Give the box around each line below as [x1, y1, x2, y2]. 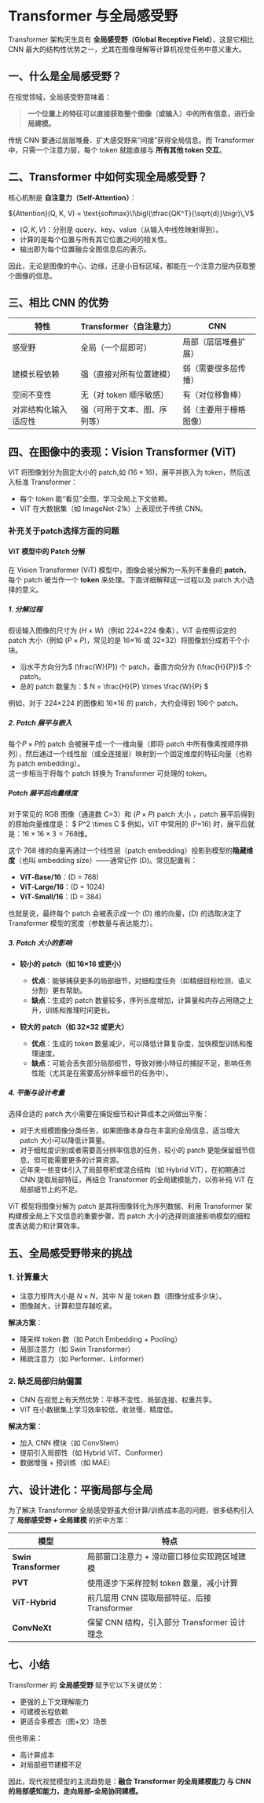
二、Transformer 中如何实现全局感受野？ [8, 171, 208, 184]
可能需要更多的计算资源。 [40, 1155, 123, 1165]
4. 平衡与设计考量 [8, 1088, 65, 1097]
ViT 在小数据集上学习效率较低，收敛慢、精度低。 [19, 1405, 178, 1415]
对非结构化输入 [12, 404, 68, 415]
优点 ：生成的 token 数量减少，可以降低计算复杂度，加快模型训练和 [31, 1039, 247, 1048]
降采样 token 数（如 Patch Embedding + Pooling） [19, 1334, 182, 1344]
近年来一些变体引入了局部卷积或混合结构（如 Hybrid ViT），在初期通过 [19, 1165, 246, 1175]
